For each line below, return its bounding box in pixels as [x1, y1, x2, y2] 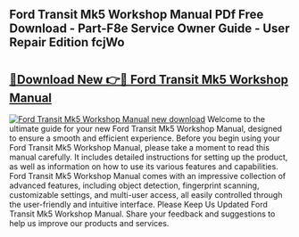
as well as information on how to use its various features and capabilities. [9, 161, 278, 172]
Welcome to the [206, 114, 266, 124]
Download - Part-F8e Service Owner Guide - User [9, 21, 290, 37]
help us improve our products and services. [9, 218, 170, 228]
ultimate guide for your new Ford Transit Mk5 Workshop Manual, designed [9, 124, 283, 134]
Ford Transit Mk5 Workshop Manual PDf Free [9, 7, 264, 22]
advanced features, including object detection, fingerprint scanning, [9, 180, 260, 191]
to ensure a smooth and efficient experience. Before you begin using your [9, 133, 281, 143]
